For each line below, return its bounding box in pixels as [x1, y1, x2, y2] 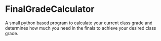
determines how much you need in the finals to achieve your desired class [5, 25, 157, 31]
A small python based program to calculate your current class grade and [5, 20, 153, 26]
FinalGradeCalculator [5, 3, 95, 15]
